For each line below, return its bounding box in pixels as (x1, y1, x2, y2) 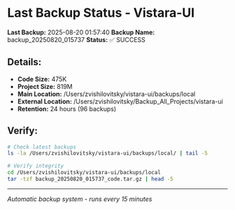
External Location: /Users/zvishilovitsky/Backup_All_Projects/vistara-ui (17, 97, 224, 106)
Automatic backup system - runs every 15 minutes (7, 195, 152, 203)
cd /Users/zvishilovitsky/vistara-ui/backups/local (7, 169, 161, 176)
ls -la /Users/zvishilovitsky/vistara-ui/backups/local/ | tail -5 (7, 150, 208, 157)
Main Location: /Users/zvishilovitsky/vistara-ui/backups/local (17, 90, 196, 98)
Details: (7, 56, 42, 68)
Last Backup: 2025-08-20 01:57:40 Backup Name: (7, 28, 155, 36)
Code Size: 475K (17, 75, 67, 83)
